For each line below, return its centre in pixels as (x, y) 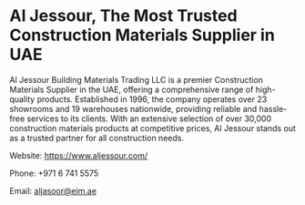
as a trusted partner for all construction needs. (97, 138)
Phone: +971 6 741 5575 (54, 173)
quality (22, 99)
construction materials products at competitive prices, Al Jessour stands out (152, 128)
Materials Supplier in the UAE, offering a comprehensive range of (132, 89)
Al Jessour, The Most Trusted (124, 16)
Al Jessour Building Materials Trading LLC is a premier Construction (137, 79)
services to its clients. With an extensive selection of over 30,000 (149, 118)
